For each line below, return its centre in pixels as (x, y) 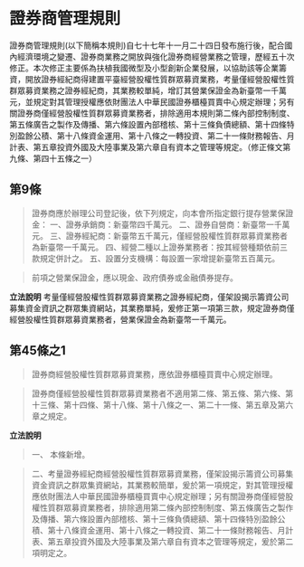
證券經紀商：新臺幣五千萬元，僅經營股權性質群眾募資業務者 (176, 235)
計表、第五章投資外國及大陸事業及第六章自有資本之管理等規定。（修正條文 (146, 146)
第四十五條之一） (65, 158)
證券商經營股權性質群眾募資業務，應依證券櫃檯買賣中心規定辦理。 (154, 374)
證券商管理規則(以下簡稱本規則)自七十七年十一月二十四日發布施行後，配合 (147, 45)
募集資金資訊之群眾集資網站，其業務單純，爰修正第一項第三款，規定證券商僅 (152, 307)
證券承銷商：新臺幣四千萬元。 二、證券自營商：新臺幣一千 (174, 224)
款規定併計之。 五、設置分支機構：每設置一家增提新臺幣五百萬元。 (156, 258)
